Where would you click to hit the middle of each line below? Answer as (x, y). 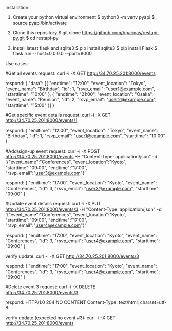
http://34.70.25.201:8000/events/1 (41, 120)
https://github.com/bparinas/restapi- (121, 33)
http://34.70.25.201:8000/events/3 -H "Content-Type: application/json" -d (83, 209)
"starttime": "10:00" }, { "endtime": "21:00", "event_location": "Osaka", (79, 94)
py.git (18, 38)
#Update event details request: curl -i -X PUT (53, 204)
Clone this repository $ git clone (47, 33)
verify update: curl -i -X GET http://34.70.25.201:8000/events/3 (72, 256)
